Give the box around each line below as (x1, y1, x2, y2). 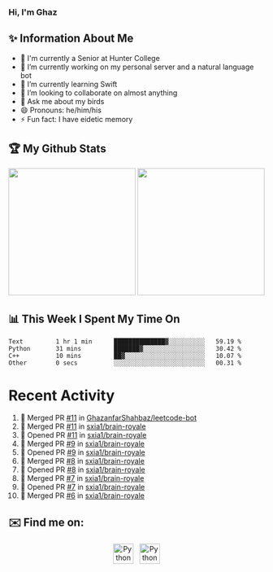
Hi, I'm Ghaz (8, 7, 58, 18)
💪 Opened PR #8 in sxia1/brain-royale (19, 465, 145, 474)
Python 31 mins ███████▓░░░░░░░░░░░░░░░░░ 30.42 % (8, 345, 242, 353)
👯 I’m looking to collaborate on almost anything (19, 88, 178, 98)
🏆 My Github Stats (8, 142, 107, 156)
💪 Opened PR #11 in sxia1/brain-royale (19, 430, 147, 440)
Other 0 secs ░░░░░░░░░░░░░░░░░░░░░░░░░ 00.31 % (8, 359, 242, 368)
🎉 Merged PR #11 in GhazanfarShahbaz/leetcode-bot (19, 413, 197, 423)
